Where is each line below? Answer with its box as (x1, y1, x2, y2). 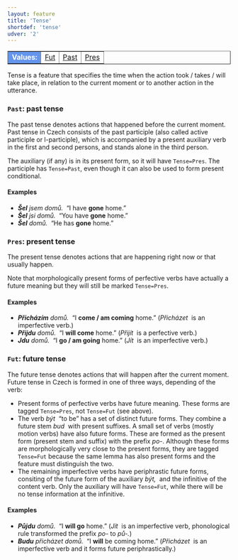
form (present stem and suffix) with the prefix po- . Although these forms (17, 436, 229, 445)
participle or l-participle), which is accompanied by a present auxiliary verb (7, 135, 227, 144)
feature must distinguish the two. (17, 459, 115, 468)
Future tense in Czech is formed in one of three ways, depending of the (7, 377, 216, 386)
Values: (11, 53, 38, 63)
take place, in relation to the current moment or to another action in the (7, 79, 215, 87)
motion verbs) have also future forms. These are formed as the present (17, 429, 225, 438)
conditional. (7, 171, 42, 180)
